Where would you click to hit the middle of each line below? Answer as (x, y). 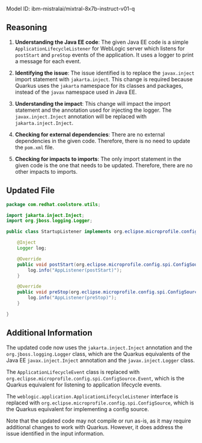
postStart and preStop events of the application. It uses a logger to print (104, 55)
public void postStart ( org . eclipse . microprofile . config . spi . (95, 264)
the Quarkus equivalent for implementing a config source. (78, 409)
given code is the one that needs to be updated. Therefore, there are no (104, 165)
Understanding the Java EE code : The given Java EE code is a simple (102, 42)
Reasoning (27, 27)
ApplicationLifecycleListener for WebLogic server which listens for (100, 48)
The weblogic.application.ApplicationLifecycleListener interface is (92, 396)
